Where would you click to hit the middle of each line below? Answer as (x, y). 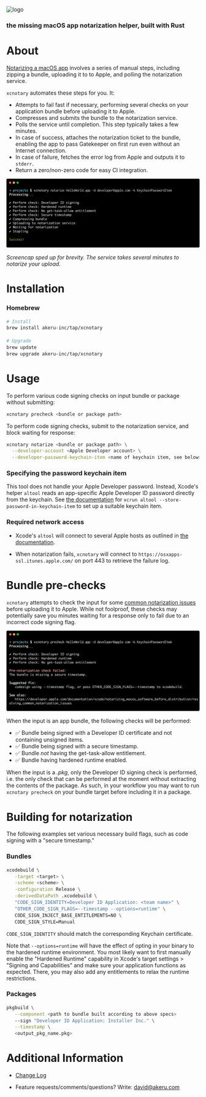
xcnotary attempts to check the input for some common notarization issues (101, 602)
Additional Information (65, 1058)
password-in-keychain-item (41, 507)
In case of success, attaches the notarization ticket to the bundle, (98, 137)
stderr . (24, 164)
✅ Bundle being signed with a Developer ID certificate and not (93, 733)
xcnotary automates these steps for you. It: (60, 93)
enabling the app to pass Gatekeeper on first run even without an (97, 144)
